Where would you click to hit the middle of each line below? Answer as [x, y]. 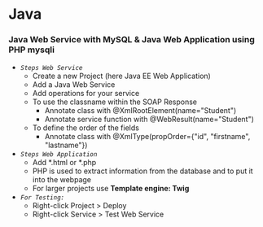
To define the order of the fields [86, 128]
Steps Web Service [51, 68]
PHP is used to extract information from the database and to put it [143, 171]
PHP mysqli [32, 50]
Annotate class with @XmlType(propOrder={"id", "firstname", [147, 137]
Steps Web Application [59, 155]
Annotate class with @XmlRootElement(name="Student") [140, 111]
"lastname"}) [66, 145]
